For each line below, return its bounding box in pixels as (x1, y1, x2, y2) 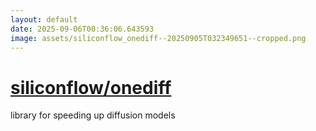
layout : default (10, 14, 78, 25)
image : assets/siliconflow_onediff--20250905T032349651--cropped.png (10, 33, 307, 43)
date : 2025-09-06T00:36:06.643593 (10, 24, 155, 34)
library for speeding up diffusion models (10, 109, 176, 121)
